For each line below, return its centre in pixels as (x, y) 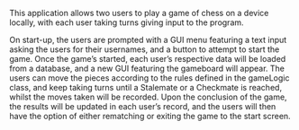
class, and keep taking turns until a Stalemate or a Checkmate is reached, (145, 87)
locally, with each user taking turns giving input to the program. (127, 22)
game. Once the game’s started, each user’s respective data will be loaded (148, 59)
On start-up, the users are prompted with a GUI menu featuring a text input (148, 40)
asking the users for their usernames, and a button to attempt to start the (145, 49)
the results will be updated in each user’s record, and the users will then (143, 106)
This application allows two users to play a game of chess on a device (139, 13)
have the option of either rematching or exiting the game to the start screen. (150, 116)
